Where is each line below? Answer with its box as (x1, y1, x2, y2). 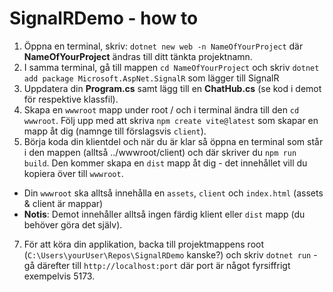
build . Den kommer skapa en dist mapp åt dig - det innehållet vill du (23, 157, 308, 169)
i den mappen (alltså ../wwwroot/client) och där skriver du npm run (23, 146, 297, 158)
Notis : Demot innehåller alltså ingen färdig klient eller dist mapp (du (23, 208, 306, 220)
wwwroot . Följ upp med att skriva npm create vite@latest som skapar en (23, 114, 319, 126)
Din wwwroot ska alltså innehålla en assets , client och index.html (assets (23, 187, 324, 199)
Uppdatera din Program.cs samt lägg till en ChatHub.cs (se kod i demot (23, 82, 322, 94)
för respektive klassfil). (23, 93, 119, 105)
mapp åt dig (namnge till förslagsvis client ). (23, 125, 207, 137)
